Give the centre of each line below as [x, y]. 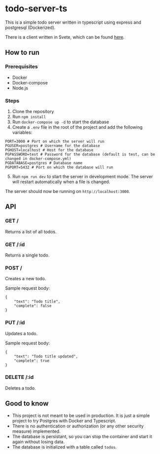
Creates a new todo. [26, 279]
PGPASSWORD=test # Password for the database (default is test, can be [80, 154]
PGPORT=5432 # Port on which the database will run [59, 167]
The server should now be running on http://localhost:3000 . [68, 191]
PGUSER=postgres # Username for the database [52, 146]
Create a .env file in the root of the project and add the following [77, 127]
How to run [22, 53]
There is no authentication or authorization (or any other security [78, 426]
